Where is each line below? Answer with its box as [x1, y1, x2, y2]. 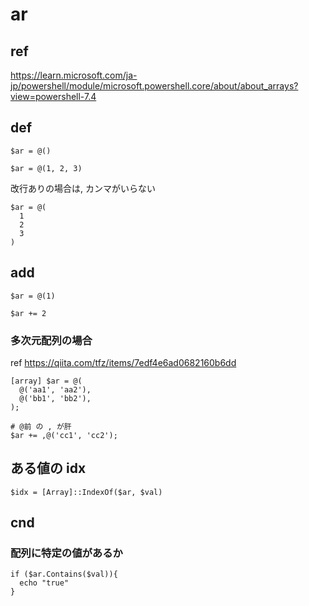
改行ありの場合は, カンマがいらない [10, 182, 156, 194]
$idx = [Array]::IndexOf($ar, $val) [10, 487, 163, 497]
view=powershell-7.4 [10, 91, 97, 102]
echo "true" [19, 578, 70, 588]
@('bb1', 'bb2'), [19, 393, 92, 403]
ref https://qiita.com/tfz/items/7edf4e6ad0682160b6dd [10, 356, 237, 368]
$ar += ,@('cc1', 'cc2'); [10, 430, 118, 440]
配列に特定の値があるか [10, 546, 123, 560]
